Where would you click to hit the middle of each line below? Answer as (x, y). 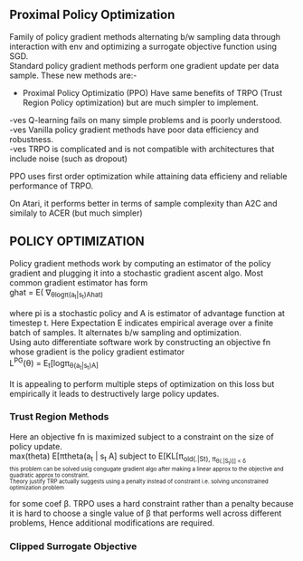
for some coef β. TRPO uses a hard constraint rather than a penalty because (151, 503)
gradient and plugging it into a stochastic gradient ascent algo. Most (137, 273)
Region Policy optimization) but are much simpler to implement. (141, 102)
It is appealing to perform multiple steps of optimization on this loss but (142, 383)
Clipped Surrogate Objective (73, 546)
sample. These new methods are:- (73, 75)
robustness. (32, 139)
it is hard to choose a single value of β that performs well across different (146, 513)
